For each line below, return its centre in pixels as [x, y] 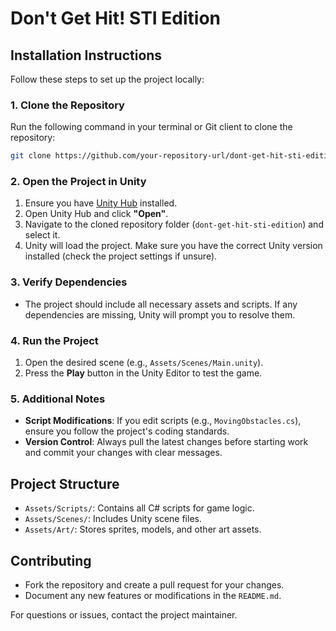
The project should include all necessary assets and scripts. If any [161, 304]
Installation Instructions [86, 55]
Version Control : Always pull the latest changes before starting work [166, 442]
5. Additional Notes [58, 399]
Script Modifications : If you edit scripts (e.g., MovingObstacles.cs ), [163, 421]
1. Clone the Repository [67, 105]
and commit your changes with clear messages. [123, 453]
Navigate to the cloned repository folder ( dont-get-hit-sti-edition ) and [174, 224]
